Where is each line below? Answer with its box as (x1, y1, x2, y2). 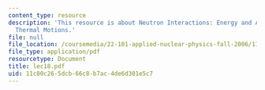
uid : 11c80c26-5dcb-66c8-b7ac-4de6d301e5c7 (8, 70, 154, 77)
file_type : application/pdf (8, 48, 101, 56)
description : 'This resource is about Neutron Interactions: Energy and (8, 19, 252, 27)
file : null (8, 33, 44, 41)
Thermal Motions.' (15, 26, 77, 34)
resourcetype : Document (8, 56, 87, 63)
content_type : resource (8, 11, 87, 20)
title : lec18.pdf (8, 63, 65, 70)
